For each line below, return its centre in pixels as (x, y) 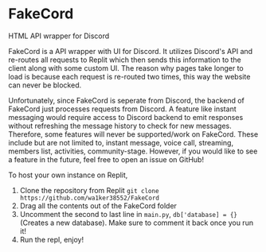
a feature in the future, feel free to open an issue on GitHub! (106, 159)
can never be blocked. (45, 85)
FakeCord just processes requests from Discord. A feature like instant (122, 109)
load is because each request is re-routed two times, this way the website (129, 76)
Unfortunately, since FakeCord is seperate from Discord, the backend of (127, 100)
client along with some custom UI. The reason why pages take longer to (126, 68)
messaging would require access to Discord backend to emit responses (126, 117)
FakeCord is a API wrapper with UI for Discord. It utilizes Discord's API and (131, 51)
